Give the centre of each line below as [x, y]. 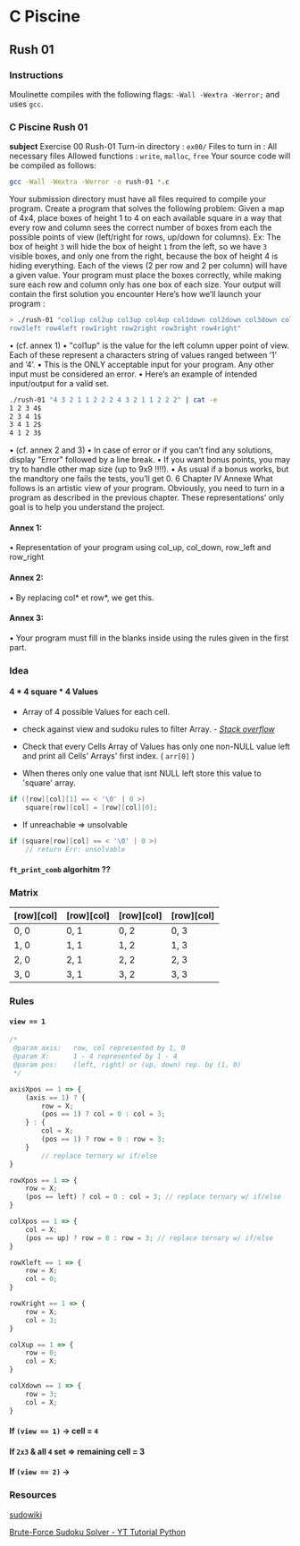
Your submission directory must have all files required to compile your [137, 200]
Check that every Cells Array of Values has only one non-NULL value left [156, 746]
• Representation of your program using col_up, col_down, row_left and [140, 548]
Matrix [24, 892]
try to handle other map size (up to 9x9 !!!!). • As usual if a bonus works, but [149, 469]
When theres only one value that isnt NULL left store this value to [142, 773]
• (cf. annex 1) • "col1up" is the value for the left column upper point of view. [150, 345]
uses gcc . [26, 104]
